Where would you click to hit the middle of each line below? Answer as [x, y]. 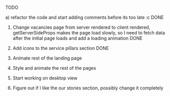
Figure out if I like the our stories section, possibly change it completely [88, 88]
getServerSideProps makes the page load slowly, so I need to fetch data [89, 33]
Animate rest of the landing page [47, 58]
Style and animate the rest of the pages [54, 68]
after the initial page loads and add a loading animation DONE [78, 38]
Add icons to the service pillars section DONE [61, 48]
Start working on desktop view [45, 78]
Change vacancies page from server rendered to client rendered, [81, 27]
